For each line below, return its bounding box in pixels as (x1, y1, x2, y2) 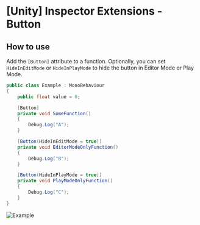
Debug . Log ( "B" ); (28, 155, 70, 162)
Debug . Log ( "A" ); (28, 122, 70, 128)
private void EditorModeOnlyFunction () (17, 144, 119, 150)
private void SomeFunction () (17, 110, 91, 116)
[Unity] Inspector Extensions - (6, 4, 163, 18)
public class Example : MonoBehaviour (6, 82, 105, 88)
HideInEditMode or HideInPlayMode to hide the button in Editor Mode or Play (6, 64, 194, 71)
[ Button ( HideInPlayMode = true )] (17, 172, 102, 178)
